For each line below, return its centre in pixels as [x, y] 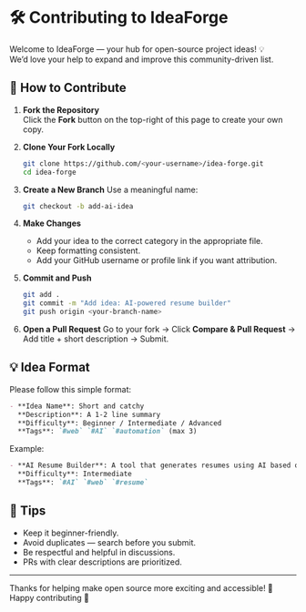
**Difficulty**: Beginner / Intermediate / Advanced [120, 423]
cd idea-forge [49, 172]
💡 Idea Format [50, 367]
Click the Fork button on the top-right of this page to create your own [153, 119]
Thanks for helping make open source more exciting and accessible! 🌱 [141, 587]
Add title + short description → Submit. [96, 339]
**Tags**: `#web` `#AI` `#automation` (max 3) [107, 432]
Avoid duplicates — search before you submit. [109, 542]
